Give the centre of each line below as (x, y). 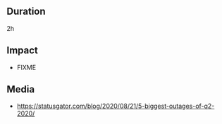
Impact (22, 51)
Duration (26, 12)
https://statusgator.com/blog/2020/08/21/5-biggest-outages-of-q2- (116, 106)
